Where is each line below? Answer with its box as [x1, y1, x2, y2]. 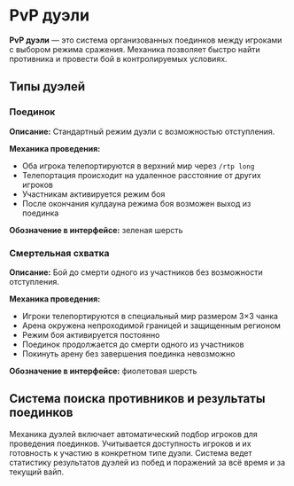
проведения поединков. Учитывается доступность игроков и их [9, 438, 251, 449]
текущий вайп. [9, 466, 65, 477]
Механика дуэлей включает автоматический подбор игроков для [9, 428, 259, 439]
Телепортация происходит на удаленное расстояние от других [21, 169, 261, 180]
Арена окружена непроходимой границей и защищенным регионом [21, 320, 282, 331]
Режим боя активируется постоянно [21, 329, 160, 340]
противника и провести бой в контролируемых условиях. [9, 53, 228, 64]
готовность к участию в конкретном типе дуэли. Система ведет [9, 447, 252, 458]
